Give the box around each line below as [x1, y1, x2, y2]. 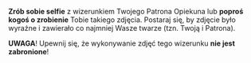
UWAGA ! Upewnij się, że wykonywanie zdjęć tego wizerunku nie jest [8, 39, 235, 48]
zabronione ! [8, 47, 49, 56]
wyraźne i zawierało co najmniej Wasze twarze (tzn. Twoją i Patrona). [8, 24, 236, 32]
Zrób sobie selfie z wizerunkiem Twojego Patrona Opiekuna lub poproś [8, 7, 244, 16]
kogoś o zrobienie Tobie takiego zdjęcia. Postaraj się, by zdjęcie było [8, 15, 237, 24]
